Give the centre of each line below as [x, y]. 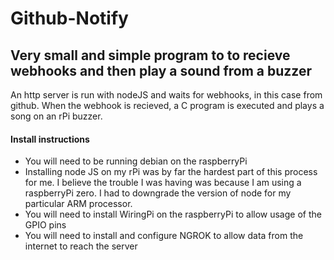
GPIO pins [45, 225]
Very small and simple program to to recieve [150, 55]
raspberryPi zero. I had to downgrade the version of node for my [158, 193]
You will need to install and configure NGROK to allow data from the [164, 236]
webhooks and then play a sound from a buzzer [161, 70]
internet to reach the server [81, 246]
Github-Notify [69, 18]
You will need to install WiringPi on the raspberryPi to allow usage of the [173, 214]
